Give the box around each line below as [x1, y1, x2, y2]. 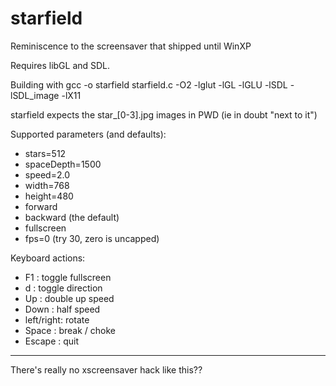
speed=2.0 [24, 168, 70, 181]
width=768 [24, 179, 70, 191]
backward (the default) [24, 211, 120, 223]
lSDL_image [10, 89, 60, 101]
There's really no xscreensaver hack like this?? [10, 363, 203, 376]
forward [24, 200, 58, 212]
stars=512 [24, 147, 67, 159]
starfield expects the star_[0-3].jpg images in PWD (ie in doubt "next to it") [10, 108, 318, 121]
